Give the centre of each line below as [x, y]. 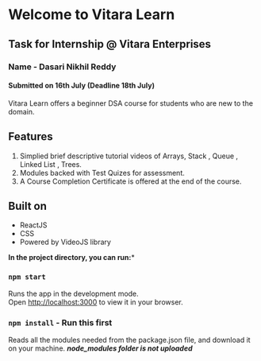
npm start [27, 277]
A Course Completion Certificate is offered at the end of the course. [130, 181]
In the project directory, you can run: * [71, 258]
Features [31, 137]
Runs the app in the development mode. [73, 293]
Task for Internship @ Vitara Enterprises [110, 44]
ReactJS [33, 225]
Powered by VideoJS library [65, 242]
